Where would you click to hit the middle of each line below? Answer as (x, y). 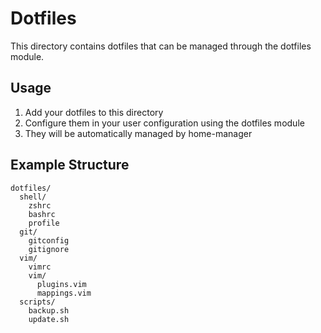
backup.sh (49, 310)
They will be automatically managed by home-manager (138, 133)
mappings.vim (64, 293)
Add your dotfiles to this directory (94, 112)
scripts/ (37, 302)
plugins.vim (61, 284)
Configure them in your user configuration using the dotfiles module (164, 123)
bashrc (42, 214)
